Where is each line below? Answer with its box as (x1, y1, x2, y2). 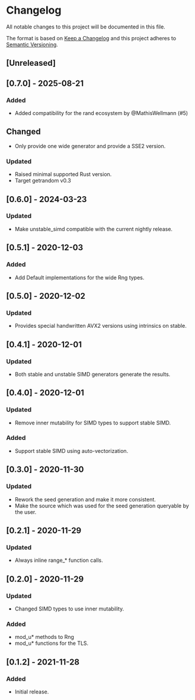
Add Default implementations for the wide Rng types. (14, 274, 145, 281)
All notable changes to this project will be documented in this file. (6, 23, 166, 30)
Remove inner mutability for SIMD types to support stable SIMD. (14, 419, 171, 426)
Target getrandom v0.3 (14, 177, 71, 184)
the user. (14, 508, 37, 516)
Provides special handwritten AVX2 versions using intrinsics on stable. (14, 322, 187, 330)
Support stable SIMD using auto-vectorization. (14, 447, 129, 454)
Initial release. (14, 688, 49, 695)
